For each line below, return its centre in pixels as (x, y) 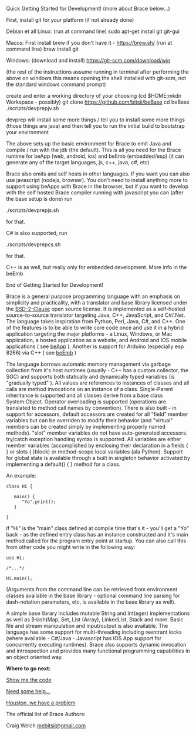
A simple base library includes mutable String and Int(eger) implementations (98, 613)
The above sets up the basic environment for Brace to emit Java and (89, 143)
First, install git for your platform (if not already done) (70, 20)
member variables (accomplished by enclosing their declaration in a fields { (97, 445)
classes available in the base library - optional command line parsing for (93, 595)
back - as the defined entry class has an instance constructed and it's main (97, 534)
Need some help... (28, 691)
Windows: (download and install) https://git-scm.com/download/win (88, 60)
